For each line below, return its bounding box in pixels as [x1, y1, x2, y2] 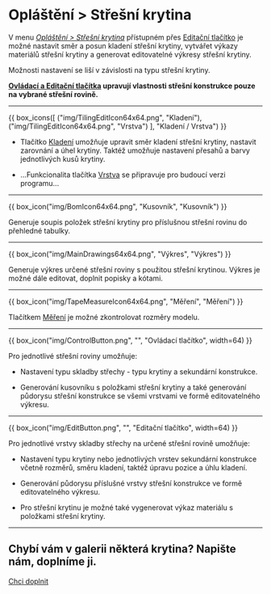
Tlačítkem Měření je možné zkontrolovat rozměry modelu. [8, 312, 200, 322]
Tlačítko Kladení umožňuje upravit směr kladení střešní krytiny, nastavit [19, 137, 256, 146]
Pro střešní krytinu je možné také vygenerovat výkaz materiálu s [19, 503, 234, 512]
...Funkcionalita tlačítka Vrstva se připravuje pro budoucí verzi [19, 170, 226, 179]
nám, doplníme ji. [8, 555, 97, 569]
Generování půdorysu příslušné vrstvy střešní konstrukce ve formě [19, 478, 243, 488]
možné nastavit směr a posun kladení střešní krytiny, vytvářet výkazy [8, 40, 238, 50]
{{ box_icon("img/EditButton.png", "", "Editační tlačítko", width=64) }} [8, 423, 238, 432]
